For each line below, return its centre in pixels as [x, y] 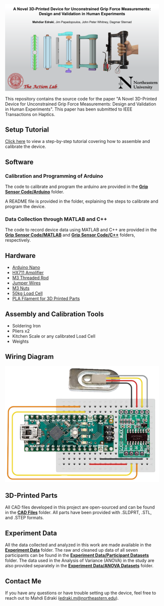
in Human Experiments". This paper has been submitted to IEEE [69, 109]
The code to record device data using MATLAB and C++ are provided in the [81, 230]
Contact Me [23, 581]
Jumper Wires [26, 283]
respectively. [18, 240]
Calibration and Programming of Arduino [54, 176]
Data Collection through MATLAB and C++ [56, 219]
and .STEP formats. [24, 518]
